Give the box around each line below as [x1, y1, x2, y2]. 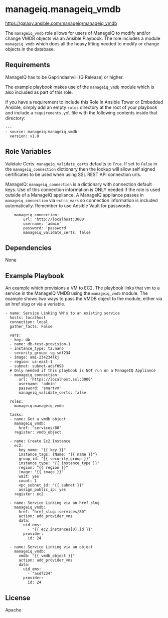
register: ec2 [14, 491, 44, 497]
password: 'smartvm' [18, 386, 62, 391]
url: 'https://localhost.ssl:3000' [18, 377, 93, 382]
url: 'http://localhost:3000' [23, 217, 86, 222]
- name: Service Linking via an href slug [10, 501, 100, 506]
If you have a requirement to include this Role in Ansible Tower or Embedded [5, 99, 163, 105]
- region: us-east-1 [10, 359, 53, 364]
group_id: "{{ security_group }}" [18, 456, 91, 462]
